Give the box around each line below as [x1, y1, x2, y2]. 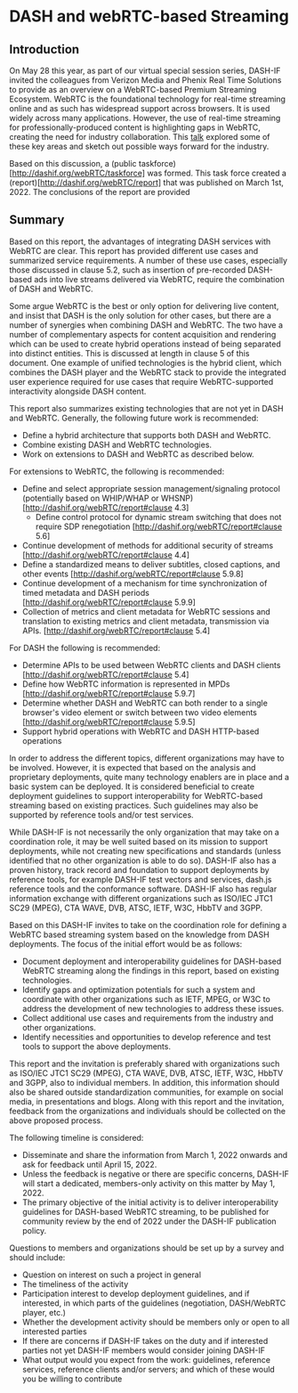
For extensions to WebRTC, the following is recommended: [9, 466, 225, 477]
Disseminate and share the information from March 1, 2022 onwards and [21, 1149, 288, 1160]
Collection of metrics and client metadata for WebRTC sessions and [21, 606, 271, 616]
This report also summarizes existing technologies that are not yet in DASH [9, 403, 284, 413]
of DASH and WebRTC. [9, 283, 93, 294]
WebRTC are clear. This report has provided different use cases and [9, 245, 259, 256]
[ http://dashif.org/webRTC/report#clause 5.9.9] [21, 597, 196, 607]
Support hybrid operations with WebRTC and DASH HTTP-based [21, 726, 260, 737]
